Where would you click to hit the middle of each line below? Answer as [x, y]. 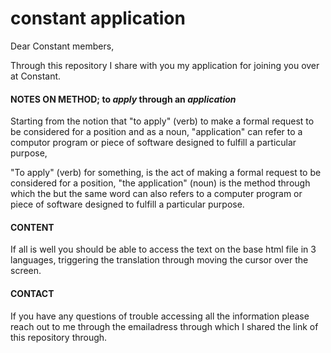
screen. [26, 271]
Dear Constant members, [62, 46]
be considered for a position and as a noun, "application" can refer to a [156, 132]
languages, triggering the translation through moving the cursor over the [159, 260]
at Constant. [36, 76]
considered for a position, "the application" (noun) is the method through [160, 183]
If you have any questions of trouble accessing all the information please [160, 316]
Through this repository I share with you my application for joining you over [165, 65]
